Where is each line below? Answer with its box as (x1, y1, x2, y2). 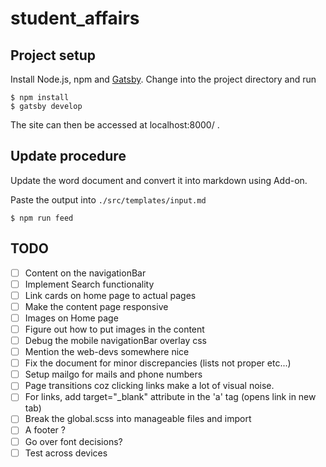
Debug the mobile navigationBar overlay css (24, 335, 207, 346)
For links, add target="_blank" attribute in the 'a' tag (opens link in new (24, 391, 317, 403)
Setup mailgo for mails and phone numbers (24, 368, 203, 381)
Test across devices (24, 447, 108, 459)
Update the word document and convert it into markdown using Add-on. (10, 174, 308, 186)
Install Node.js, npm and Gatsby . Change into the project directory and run (10, 73, 317, 85)
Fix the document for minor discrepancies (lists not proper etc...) (24, 357, 292, 369)
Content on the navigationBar (24, 267, 147, 279)
